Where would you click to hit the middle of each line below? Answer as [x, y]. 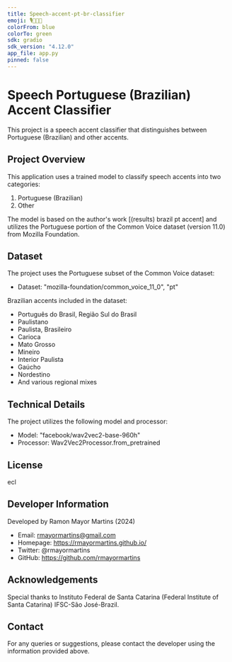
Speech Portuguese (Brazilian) [99, 95]
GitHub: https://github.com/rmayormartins [79, 557]
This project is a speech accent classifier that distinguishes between [107, 130]
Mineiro [29, 352]
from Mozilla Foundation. [43, 234]
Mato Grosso [36, 345]
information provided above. [48, 651]
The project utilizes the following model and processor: [88, 421]
